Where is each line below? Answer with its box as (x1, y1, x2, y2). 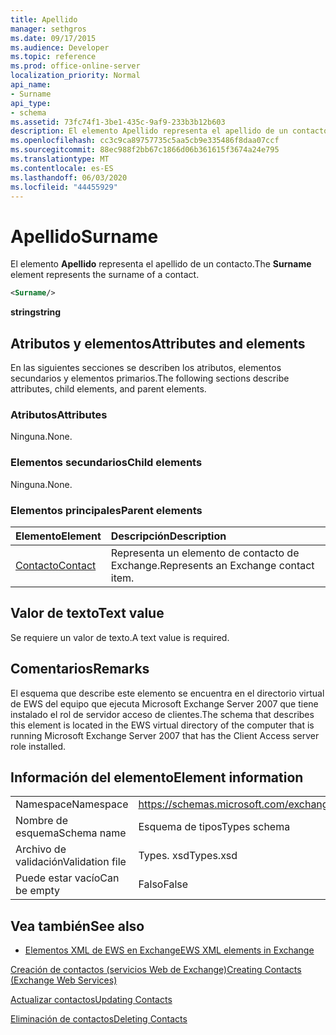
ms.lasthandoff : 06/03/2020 (10, 172, 128, 183)
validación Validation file (15, 855, 127, 869)
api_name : (10, 80, 52, 90)
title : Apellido (10, 14, 78, 25)
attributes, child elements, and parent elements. (10, 383, 207, 395)
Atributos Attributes (10, 407, 108, 421)
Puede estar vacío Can (15, 871, 120, 885)
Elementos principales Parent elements (10, 503, 203, 517)
